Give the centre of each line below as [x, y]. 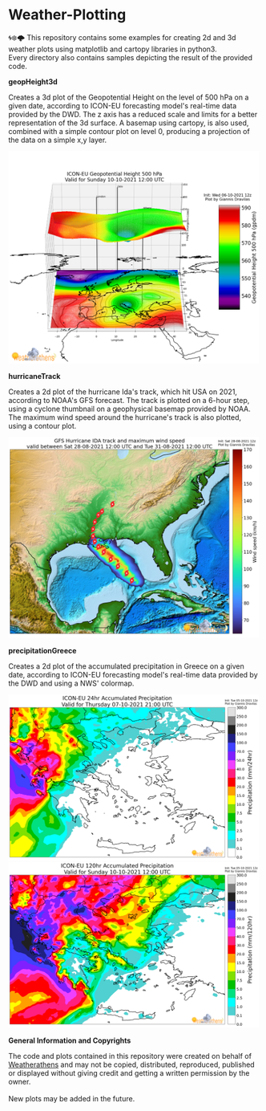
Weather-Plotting [67, 15]
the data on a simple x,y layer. [58, 140]
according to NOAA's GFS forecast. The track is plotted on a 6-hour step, [129, 401]
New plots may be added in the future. [72, 1099]
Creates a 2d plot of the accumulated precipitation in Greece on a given [126, 666]
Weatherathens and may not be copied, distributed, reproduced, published [131, 1064]
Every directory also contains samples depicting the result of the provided [131, 57]
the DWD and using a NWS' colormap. [71, 683]
